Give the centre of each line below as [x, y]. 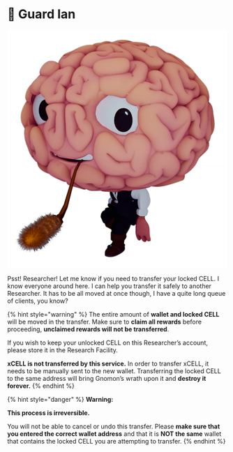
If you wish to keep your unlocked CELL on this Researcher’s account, [107, 343]
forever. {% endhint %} [41, 386]
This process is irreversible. [48, 413]
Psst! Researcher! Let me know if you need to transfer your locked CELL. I [113, 279]
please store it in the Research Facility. [63, 350]
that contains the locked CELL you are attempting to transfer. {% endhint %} [116, 442]
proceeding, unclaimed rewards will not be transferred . [88, 329]
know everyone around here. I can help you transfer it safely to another [109, 286]
